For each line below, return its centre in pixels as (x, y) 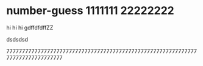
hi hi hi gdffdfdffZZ (30, 28)
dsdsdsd (17, 39)
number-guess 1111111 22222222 (91, 11)
